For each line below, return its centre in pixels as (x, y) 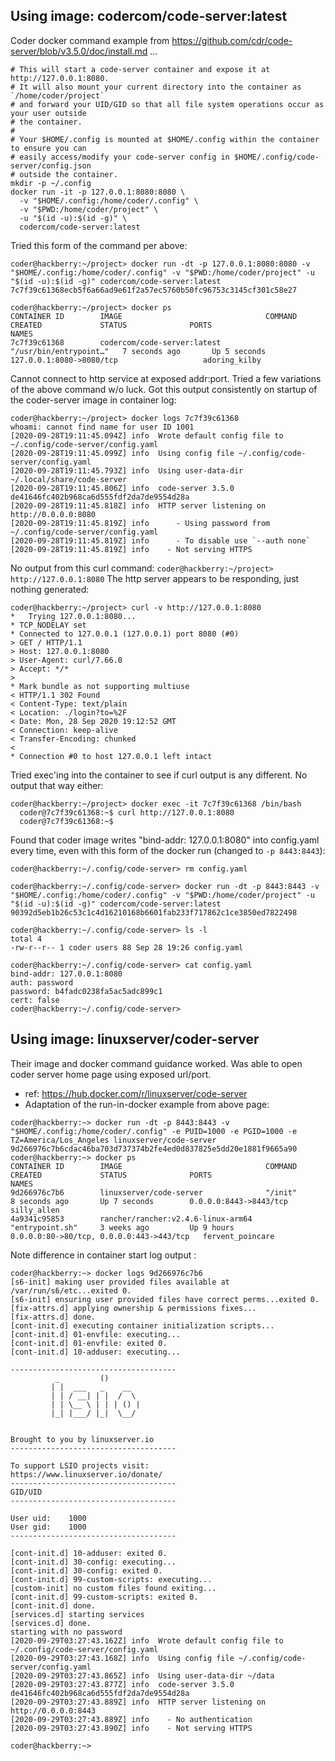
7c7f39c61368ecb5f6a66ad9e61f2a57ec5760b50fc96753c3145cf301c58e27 (154, 290)
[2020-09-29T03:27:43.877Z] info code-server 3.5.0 (122, 1684)
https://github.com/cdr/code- (232, 40)
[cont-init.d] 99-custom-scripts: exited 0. (104, 1597)
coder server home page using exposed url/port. (111, 1074)
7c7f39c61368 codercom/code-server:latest (116, 342)
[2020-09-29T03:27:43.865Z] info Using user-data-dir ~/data (142, 1675)
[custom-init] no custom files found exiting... (113, 1588)
